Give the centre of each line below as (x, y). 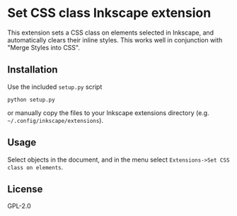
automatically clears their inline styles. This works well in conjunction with (115, 40)
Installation (33, 70)
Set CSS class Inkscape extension (109, 13)
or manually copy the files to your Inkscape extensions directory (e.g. (109, 113)
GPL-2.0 (19, 206)
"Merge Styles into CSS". (44, 47)
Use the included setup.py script (55, 87)
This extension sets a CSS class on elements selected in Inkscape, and (111, 32)
